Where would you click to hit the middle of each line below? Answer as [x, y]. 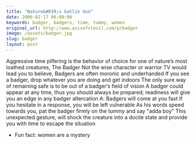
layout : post [22, 45]
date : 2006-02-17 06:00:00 [39, 17]
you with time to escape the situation [51, 123]
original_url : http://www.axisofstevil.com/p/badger [72, 28]
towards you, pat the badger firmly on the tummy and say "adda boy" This [96, 111]
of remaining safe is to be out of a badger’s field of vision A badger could [95, 86]
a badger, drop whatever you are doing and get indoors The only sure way [96, 79]
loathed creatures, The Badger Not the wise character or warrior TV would [97, 67]
